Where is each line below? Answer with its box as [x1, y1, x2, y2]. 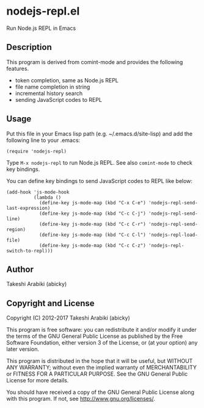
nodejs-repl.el [6, 4, 80, 18]
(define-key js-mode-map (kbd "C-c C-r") [38, 221, 147, 227]
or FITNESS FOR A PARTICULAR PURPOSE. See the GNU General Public [6, 370, 188, 378]
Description [6, 42, 52, 52]
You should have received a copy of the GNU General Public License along [6, 388, 194, 396]
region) [6, 226, 26, 232]
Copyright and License [6, 298, 95, 309]
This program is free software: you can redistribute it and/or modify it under [6, 326, 197, 334]
